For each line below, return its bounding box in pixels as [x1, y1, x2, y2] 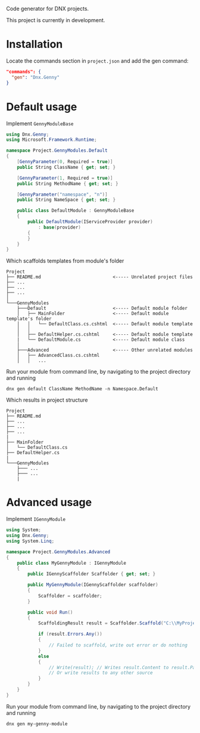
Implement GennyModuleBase [6, 119, 74, 127]
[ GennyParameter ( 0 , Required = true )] [17, 159, 113, 165]
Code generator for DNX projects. [6, 5, 89, 12]
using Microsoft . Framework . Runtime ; [6, 137, 97, 143]
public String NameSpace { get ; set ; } [17, 197, 116, 203]
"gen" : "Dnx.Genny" [11, 74, 60, 80]
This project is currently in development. [6, 17, 105, 23]
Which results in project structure [6, 396, 88, 404]
